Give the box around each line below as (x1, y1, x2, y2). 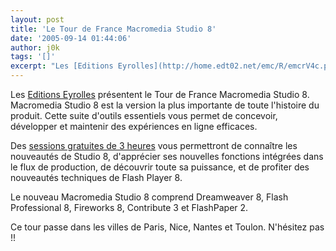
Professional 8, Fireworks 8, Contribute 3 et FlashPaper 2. (10, 202, 249, 213)
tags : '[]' (10, 52, 56, 62)
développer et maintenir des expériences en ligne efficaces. (10, 121, 258, 132)
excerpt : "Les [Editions (10, 61, 114, 71)
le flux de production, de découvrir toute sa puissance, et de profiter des (10, 161, 310, 173)
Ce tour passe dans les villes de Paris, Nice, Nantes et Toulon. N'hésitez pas (10, 221, 325, 233)
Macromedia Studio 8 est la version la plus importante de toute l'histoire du (10, 99, 320, 111)
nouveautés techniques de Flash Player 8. (10, 172, 183, 183)
